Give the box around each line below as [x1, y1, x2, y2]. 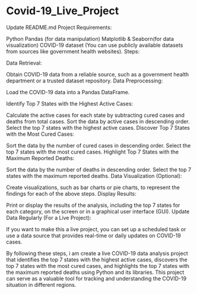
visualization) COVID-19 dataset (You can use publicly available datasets [6, 41, 183, 49]
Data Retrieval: [6, 59, 42, 66]
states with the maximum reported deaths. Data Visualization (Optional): [6, 172, 182, 179]
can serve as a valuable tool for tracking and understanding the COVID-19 [6, 274, 187, 282]
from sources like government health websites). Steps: [6, 47, 140, 55]
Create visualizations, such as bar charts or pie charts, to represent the [6, 184, 180, 191]
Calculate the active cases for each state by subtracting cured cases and [6, 111, 185, 119]
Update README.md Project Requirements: [6, 24, 112, 31]
